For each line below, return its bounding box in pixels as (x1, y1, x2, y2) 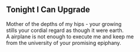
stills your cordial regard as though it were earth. (6, 27, 124, 34)
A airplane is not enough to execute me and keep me (6, 32, 134, 40)
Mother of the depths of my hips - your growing (6, 20, 122, 27)
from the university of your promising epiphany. (6, 39, 122, 46)
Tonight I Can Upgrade (6, 5, 90, 15)
